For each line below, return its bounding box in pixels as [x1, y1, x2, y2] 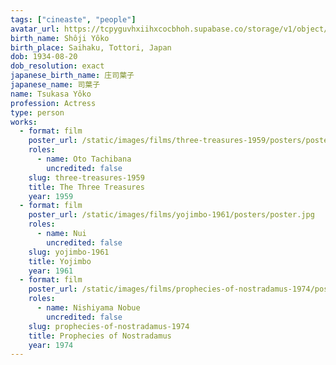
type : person [10, 107, 65, 118]
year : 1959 [28, 191, 74, 201]
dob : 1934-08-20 [10, 52, 78, 62]
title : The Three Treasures [28, 182, 145, 192]
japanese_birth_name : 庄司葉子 [10, 71, 135, 81]
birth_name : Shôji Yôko [10, 33, 110, 43]
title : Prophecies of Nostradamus [28, 331, 172, 341]
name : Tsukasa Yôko [10, 89, 92, 99]
